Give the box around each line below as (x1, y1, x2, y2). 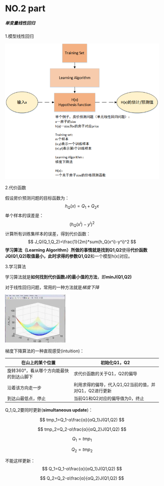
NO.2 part (5, 3, 45, 14)
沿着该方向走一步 (7, 385, 41, 391)
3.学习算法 (5, 263, 26, 269)
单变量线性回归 (5, 20, 35, 26)
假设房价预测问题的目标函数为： (5, 195, 69, 201)
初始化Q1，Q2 (101, 360, 130, 366)
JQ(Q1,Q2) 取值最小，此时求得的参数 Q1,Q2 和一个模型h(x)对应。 (5, 253, 133, 259)
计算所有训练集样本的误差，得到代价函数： (5, 231, 91, 236)
